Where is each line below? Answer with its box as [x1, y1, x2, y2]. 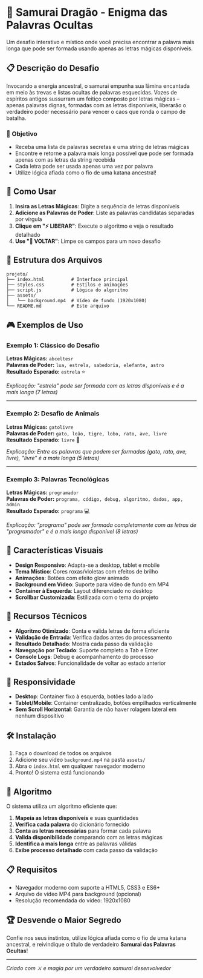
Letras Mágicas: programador [6, 489, 79, 496]
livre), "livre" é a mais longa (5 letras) [6, 454, 100, 461]
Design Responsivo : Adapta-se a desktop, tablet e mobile [14, 561, 160, 569]
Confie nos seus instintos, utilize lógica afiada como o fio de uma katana [6, 934, 187, 941]
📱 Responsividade [6, 676, 76, 687]
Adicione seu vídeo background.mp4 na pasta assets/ [14, 756, 146, 764]
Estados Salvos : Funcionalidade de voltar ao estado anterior [14, 659, 166, 667]
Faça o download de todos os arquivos [14, 750, 112, 757]
